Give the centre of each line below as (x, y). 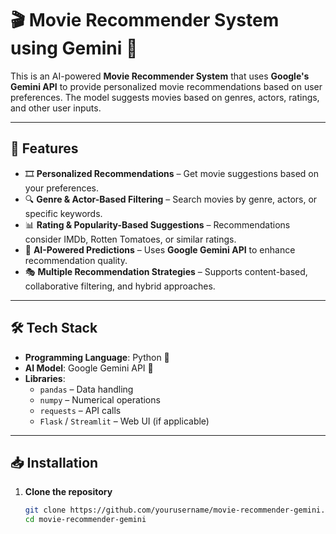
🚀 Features (44, 148)
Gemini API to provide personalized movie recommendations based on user (166, 86)
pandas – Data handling (86, 389)
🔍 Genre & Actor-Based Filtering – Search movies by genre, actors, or (171, 199)
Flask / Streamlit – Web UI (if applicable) (124, 421)
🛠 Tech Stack (54, 328)
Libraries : (45, 378)
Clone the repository (68, 492)
